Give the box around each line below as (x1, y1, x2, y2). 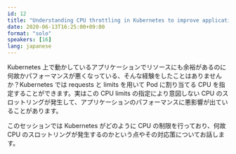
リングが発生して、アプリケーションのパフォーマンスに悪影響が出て (25, 98, 223, 106)
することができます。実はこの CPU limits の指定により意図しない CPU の (13, 89, 223, 97)
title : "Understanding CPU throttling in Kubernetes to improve (7, 17, 199, 24)
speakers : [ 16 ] (7, 36, 52, 43)
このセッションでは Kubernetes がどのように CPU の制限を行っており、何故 (7, 122, 226, 129)
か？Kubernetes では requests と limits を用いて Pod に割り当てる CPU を (7, 80, 220, 88)
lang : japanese (7, 43, 52, 50)
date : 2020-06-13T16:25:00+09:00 (7, 23, 105, 30)
